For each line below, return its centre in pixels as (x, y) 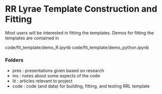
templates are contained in (32, 38)
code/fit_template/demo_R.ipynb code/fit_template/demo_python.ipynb (77, 47)
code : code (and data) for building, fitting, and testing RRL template (81, 86)
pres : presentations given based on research (58, 71)
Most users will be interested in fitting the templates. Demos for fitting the (80, 33)
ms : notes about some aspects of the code (56, 76)
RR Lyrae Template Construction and (81, 9)
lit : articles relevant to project (42, 81)
